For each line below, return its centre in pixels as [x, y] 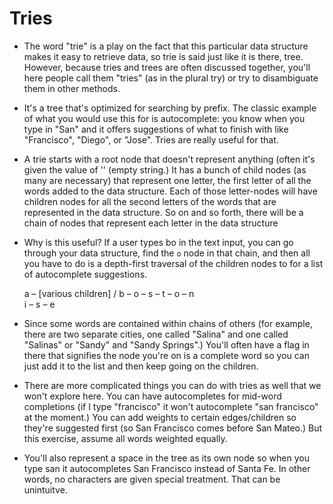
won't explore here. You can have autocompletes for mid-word [152, 396]
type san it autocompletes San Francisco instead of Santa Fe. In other [167, 468]
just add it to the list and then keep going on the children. [141, 366]
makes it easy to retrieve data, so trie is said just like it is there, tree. [163, 56]
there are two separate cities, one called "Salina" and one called [156, 334]
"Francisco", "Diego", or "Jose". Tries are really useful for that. [151, 139]
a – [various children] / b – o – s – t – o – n [109, 293]
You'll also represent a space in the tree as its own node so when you [166, 458]
